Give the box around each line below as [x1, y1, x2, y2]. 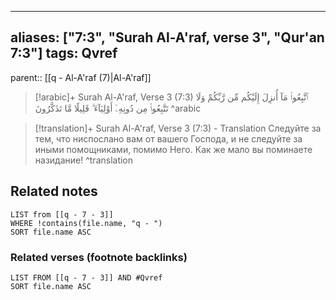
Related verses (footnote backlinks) [10, 250, 188, 264]
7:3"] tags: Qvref [10, 45, 118, 62]
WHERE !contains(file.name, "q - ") [10, 218, 163, 228]
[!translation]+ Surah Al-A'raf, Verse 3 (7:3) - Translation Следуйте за [34, 122, 322, 134]
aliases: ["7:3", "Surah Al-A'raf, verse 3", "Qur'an [10, 29, 325, 46]
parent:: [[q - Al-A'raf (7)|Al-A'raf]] [10, 71, 152, 83]
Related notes [10, 183, 98, 200]
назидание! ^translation [34, 154, 134, 166]
